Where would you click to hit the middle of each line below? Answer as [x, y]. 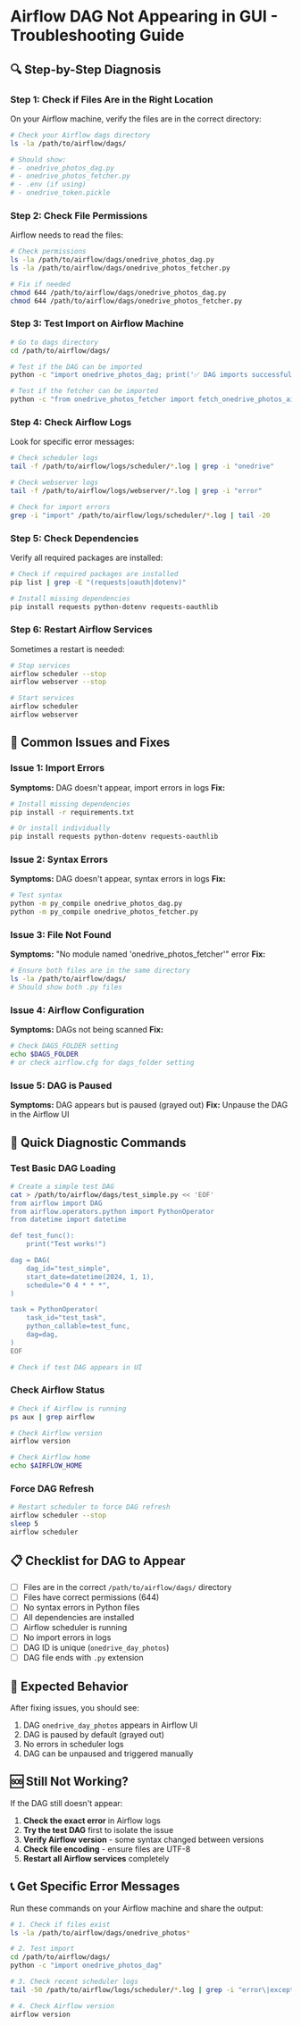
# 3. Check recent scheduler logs [75, 1982]
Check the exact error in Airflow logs [92, 1821]
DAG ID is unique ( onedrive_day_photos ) [96, 1648]
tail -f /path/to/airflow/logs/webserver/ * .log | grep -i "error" [136, 491]
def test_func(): [42, 1236]
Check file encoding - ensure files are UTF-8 [107, 1849]
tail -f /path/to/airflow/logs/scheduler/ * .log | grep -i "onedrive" [142, 466]
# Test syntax [37, 895]
